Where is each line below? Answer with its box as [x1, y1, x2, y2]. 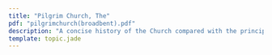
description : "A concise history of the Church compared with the [8, 27, 237, 35]
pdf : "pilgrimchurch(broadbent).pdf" [8, 19, 136, 27]
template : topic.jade [8, 34, 82, 43]
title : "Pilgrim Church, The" [8, 11, 111, 20]
